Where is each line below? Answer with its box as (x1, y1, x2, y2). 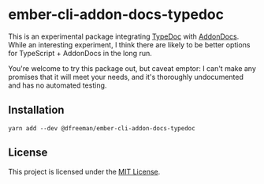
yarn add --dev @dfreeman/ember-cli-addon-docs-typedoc (8, 124, 195, 132)
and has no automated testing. (8, 81, 107, 90)
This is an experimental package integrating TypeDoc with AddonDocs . (8, 32, 240, 41)
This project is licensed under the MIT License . (8, 167, 161, 176)
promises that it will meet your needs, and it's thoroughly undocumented (8, 72, 244, 81)
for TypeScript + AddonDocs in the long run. (8, 48, 152, 58)
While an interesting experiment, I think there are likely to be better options (8, 39, 251, 49)
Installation (8, 103, 65, 117)
